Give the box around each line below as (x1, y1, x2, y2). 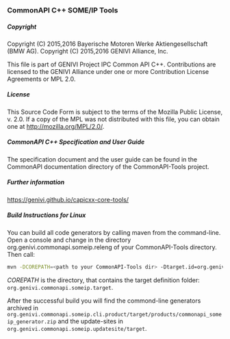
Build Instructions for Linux (7, 211, 86, 219)
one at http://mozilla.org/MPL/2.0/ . (7, 122, 105, 130)
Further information (7, 178, 65, 186)
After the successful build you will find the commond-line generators (7, 297, 201, 305)
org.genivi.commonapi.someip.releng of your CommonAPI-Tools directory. (7, 242, 217, 251)
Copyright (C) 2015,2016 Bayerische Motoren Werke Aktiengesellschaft (7, 40, 208, 48)
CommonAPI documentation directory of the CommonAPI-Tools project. (7, 162, 210, 171)
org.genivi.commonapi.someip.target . (7, 283, 114, 291)
